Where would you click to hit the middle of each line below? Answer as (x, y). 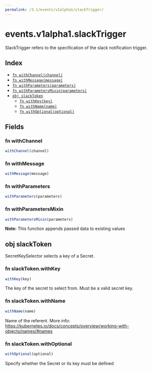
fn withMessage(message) (37, 81)
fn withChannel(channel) (37, 75)
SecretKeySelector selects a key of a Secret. (50, 256)
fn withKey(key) (36, 101)
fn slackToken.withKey (33, 269)
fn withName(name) (38, 107)
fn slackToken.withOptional (39, 343)
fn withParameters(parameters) (44, 86)
